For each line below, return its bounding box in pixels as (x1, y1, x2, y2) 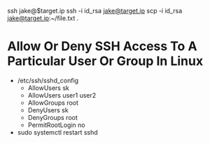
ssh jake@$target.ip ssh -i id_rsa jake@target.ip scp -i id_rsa (7, 7, 183, 15)
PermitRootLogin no (27, 121, 85, 129)
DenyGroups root (27, 113, 78, 121)
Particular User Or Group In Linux (7, 53, 204, 69)
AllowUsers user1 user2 (27, 91, 97, 99)
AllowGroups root (27, 98, 79, 107)
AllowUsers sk (27, 84, 70, 92)
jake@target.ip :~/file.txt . (7, 14, 79, 22)
